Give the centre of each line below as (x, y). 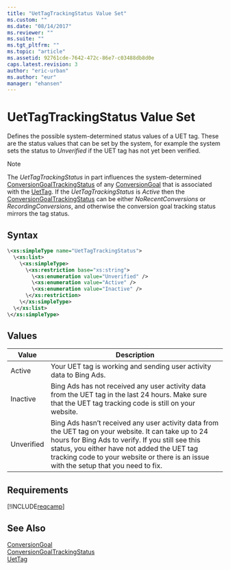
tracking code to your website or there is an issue (130, 457)
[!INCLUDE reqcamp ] (36, 506)
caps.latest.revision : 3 (42, 64)
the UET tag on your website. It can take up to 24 (130, 432)
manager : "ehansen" (35, 83)
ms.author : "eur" (32, 77)
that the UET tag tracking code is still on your (123, 403)
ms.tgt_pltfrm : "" (33, 45)
